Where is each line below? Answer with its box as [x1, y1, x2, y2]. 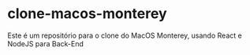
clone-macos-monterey [7, 5, 167, 23]
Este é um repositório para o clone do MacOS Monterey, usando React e [7, 31, 242, 40]
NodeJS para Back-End [7, 38, 84, 48]
